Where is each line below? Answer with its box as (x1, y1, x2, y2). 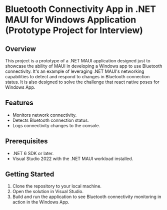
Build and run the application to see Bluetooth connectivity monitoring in (12, 194, 161, 200)
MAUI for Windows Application (5, 14, 136, 25)
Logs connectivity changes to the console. (12, 122, 100, 128)
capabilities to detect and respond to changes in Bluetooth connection (5, 74, 150, 79)
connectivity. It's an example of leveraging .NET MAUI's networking (5, 68, 144, 74)
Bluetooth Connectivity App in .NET (5, 3, 156, 15)
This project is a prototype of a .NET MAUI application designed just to (5, 58, 151, 63)
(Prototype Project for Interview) (5, 25, 143, 36)
